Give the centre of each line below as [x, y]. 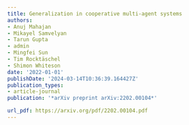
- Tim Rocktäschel [34, 59]
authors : [20, 20]
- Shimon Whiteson [34, 66]
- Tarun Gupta [28, 40]
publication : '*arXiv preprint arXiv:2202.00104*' [82, 98]
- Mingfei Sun [28, 53]
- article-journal [34, 91]
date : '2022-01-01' [36, 72]
